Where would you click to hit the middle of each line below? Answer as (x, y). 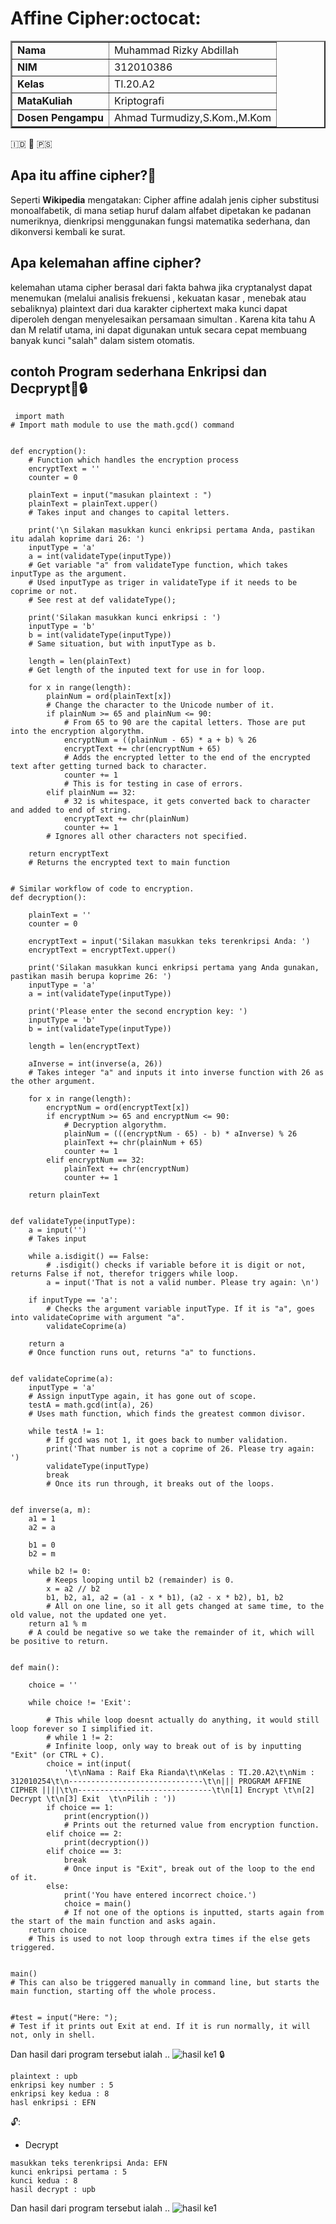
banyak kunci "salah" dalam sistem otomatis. (102, 340)
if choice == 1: (80, 1808)
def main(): (35, 1668)
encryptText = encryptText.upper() (102, 950)
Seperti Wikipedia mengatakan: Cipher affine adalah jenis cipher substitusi (165, 199)
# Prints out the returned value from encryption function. (191, 1825)
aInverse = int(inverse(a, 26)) (95, 1064)
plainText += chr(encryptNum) (126, 1169)
